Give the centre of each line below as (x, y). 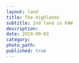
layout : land (22, 12)
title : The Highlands (33, 17)
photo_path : (21, 46)
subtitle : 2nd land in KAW (39, 23)
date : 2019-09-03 (28, 34)
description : (22, 28)
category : (18, 40)
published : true (26, 51)
